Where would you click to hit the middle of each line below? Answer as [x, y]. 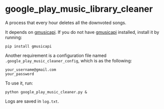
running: [14, 37]
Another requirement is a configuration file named [56, 55]
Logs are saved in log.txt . [32, 101]
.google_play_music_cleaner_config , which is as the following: [69, 60]
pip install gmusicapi [28, 46]
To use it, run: [19, 83]
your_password [20, 74]
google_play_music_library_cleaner [79, 9]
